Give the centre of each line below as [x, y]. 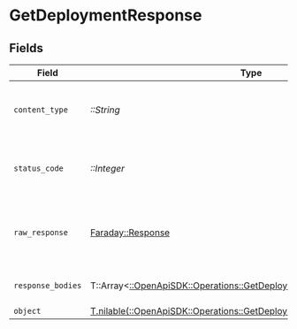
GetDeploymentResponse [106, 15]
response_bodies [48, 285]
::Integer [107, 168]
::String [105, 110]
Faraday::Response [130, 233]
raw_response [41, 232]
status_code [39, 168]
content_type [41, 110]
